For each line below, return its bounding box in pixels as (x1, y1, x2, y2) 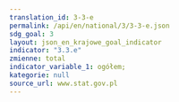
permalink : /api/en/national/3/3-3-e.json (9, 21, 170, 30)
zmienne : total (9, 54, 66, 63)
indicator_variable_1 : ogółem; (9, 63, 126, 72)
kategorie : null (9, 71, 70, 80)
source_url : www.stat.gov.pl (9, 79, 118, 88)
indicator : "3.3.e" (9, 46, 82, 55)
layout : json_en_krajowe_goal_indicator (9, 37, 163, 47)
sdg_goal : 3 (9, 29, 54, 38)
